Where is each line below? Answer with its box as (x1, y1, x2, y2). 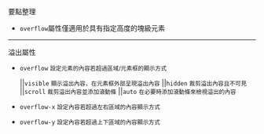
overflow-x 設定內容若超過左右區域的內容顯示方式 (19, 103, 161, 111)
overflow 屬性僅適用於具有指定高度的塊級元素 (19, 24, 166, 33)
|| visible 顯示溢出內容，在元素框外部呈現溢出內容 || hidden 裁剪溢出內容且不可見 (19, 78, 247, 88)
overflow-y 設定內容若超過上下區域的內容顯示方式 (19, 118, 161, 126)
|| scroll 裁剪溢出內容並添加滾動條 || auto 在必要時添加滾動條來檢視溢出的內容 (19, 87, 236, 96)
